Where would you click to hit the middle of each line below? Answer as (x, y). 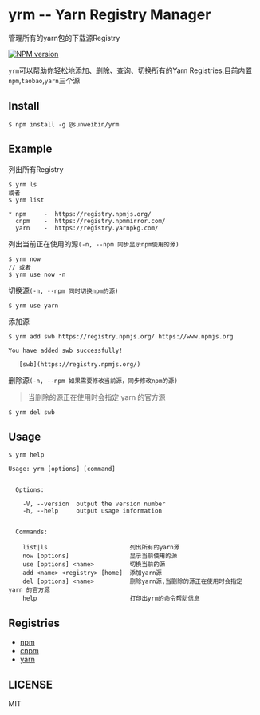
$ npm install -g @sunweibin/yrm (64, 124)
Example (30, 149)
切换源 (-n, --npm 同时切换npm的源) (63, 290)
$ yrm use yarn (33, 306)
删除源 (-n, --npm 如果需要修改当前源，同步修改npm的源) (93, 380)
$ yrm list (26, 200)
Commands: (32, 532)
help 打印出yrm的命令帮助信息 (111, 599)
